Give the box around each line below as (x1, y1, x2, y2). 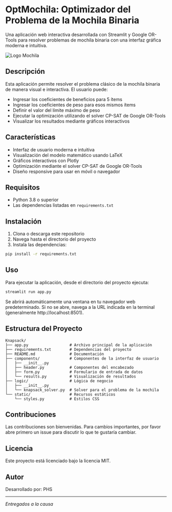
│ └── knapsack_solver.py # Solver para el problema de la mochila (5, 387, 159, 392)
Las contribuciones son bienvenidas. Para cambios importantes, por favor (5, 424, 161, 430)
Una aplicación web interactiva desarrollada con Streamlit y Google (5, 31, 147, 37)
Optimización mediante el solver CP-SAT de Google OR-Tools (12, 163, 142, 169)
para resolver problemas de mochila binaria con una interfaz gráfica (17, 37, 161, 43)
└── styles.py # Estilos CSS (14, 396, 100, 401)
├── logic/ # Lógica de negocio (5, 378, 114, 383)
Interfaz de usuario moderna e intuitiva (12, 146, 95, 152)
